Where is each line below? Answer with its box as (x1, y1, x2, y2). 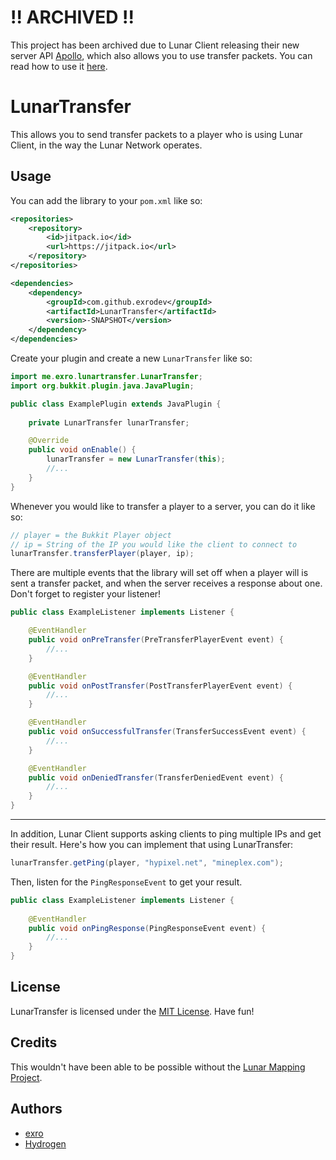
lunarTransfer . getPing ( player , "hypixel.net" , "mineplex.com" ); (10, 858, 284, 868)
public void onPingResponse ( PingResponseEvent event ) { (28, 923, 267, 933)
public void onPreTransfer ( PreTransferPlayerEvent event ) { (28, 635, 284, 645)
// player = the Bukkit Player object (10, 530, 172, 540)
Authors (10, 1101, 63, 1118)
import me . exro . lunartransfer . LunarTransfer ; (10, 372, 203, 382)
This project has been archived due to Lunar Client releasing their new (10, 39, 300, 51)
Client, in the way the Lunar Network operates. (10, 139, 203, 151)
